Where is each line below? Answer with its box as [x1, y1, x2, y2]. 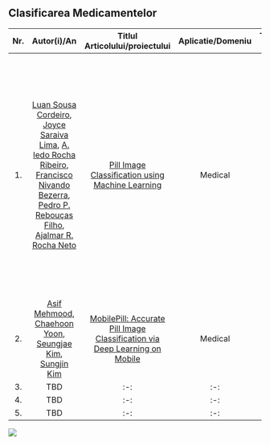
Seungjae [36, 337, 72, 349]
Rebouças [35, 209, 74, 220]
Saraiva [39, 129, 69, 140]
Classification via [95, 333, 160, 344]
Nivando [38, 179, 71, 190]
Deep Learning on [93, 343, 162, 354]
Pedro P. [38, 199, 71, 210]
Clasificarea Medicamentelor [8, 6, 157, 20]
